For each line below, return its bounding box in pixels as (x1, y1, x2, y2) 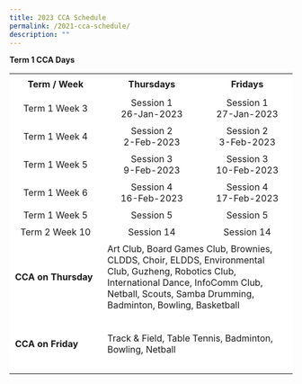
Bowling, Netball (107, 343, 176, 355)
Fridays (230, 78, 264, 91)
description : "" (9, 30, 70, 39)
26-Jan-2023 (120, 107, 183, 120)
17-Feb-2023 (215, 192, 279, 204)
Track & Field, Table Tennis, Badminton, (107, 332, 274, 344)
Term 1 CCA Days (9, 55, 75, 66)
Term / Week (27, 78, 84, 91)
